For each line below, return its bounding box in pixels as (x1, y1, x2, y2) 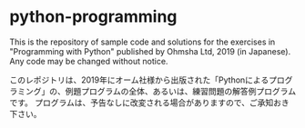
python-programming (9, 6, 178, 27)
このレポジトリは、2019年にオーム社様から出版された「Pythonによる (9, 74, 269, 85)
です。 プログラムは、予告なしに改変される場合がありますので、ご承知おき (9, 97, 290, 108)
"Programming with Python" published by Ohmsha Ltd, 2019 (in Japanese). (9, 45, 291, 56)
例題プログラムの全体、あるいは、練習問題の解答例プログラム (65, 85, 297, 96)
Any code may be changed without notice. (9, 55, 168, 66)
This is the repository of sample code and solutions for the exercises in (9, 36, 276, 47)
